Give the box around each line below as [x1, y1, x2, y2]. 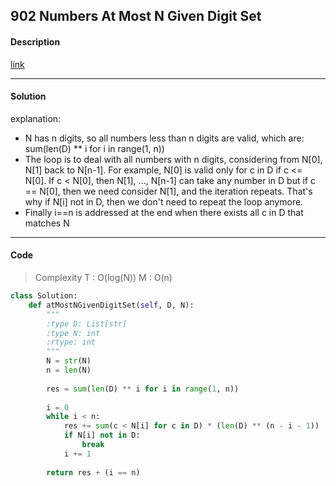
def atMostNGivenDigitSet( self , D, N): [28, 300, 195, 310]
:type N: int [46, 328, 101, 338]
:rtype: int [46, 337, 97, 348]
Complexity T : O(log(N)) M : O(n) [34, 272, 173, 283]
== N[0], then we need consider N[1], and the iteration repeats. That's [24, 185, 313, 197]
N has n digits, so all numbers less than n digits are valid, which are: [24, 132, 305, 144]
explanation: [10, 112, 62, 124]
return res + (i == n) [46, 467, 141, 478]
